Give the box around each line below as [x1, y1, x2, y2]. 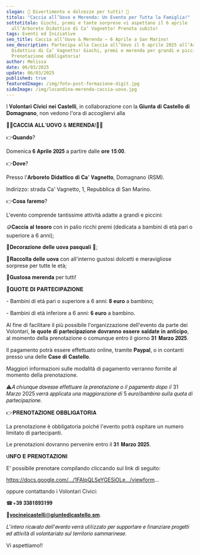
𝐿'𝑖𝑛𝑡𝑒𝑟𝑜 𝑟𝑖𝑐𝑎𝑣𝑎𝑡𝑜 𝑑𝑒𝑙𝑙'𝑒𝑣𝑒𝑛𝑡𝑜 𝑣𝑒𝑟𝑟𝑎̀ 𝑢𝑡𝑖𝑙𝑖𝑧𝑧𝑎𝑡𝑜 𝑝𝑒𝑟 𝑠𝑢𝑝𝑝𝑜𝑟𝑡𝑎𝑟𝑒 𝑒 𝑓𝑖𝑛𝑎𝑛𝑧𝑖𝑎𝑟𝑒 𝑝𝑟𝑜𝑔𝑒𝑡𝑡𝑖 [6, 523, 190, 530]
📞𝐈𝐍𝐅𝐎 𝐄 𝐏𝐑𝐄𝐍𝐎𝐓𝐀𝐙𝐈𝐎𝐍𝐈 [6, 452, 68, 460]
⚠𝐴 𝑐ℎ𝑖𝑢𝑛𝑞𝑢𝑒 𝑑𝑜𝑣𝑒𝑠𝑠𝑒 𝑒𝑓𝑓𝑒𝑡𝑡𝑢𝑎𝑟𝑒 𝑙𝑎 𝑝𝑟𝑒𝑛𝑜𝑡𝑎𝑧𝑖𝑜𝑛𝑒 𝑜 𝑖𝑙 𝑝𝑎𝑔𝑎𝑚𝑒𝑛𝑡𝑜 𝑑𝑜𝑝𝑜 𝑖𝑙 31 [6, 383, 179, 390]
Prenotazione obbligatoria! [11, 53, 82, 59]
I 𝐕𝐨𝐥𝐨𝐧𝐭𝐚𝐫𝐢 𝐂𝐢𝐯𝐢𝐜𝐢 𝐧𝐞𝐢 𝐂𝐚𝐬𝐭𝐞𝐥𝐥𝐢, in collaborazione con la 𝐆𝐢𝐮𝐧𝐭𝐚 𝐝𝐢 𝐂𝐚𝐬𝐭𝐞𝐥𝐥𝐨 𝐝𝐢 [6, 103, 190, 110]
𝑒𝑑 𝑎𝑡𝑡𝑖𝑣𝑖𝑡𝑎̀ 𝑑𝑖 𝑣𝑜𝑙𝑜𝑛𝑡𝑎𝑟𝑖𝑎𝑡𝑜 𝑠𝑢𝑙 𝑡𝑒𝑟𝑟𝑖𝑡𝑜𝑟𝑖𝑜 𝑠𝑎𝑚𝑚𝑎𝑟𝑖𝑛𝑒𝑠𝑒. [6, 529, 127, 537]
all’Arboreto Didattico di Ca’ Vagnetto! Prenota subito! [11, 25, 159, 32]
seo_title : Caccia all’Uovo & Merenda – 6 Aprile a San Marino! [6, 36, 169, 42]
